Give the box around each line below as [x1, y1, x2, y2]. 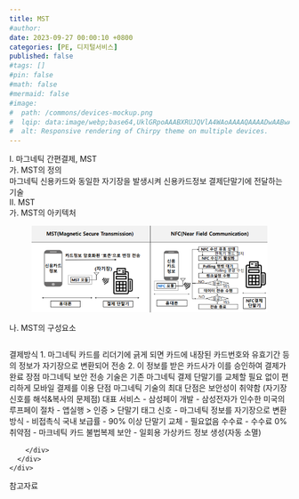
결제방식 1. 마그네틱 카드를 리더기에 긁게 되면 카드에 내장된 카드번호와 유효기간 [9, 349, 281, 359]
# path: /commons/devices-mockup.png [9, 108, 153, 117]
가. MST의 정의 [9, 165, 62, 175]
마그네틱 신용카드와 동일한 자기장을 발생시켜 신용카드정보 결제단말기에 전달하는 [9, 176, 283, 187]
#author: [9, 23, 42, 33]
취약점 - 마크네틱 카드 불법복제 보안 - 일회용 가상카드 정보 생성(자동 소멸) [9, 427, 262, 438]
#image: [9, 99, 38, 108]
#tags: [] [9, 61, 46, 70]
